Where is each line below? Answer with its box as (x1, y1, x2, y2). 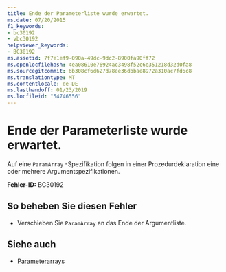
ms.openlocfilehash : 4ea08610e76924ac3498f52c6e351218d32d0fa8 (7, 61, 192, 68)
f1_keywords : (7, 23, 45, 30)
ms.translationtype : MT (7, 73, 76, 81)
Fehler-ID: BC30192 (7, 180, 64, 189)
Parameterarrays (16, 257, 65, 265)
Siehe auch (7, 238, 56, 251)
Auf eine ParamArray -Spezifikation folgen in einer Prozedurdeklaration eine (7, 159, 220, 168)
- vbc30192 (7, 36, 38, 43)
